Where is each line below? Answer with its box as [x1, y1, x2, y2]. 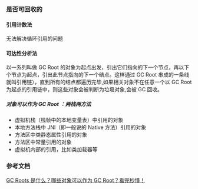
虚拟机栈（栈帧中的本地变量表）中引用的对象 [14, 117, 124, 124]
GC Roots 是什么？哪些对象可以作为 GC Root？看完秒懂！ [6, 177, 146, 184]
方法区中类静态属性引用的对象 [14, 131, 87, 138]
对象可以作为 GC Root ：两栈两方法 [6, 100, 91, 107]
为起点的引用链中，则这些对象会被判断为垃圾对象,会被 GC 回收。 [6, 86, 163, 93]
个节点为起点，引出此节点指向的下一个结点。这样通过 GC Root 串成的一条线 [6, 71, 190, 78]
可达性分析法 [6, 49, 37, 57]
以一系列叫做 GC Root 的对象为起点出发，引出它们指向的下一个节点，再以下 [6, 64, 190, 71]
